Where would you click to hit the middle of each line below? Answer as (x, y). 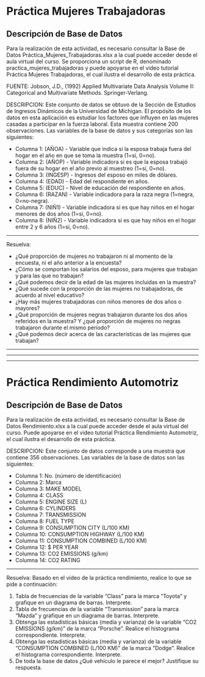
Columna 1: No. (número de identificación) (68, 476)
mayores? (27, 308)
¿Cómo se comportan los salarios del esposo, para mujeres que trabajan (106, 269)
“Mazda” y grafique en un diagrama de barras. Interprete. (87, 616)
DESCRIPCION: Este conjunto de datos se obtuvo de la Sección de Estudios (101, 104)
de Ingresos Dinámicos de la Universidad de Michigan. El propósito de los (99, 111)
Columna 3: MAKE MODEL (48, 489)
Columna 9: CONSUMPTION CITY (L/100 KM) (72, 528)
